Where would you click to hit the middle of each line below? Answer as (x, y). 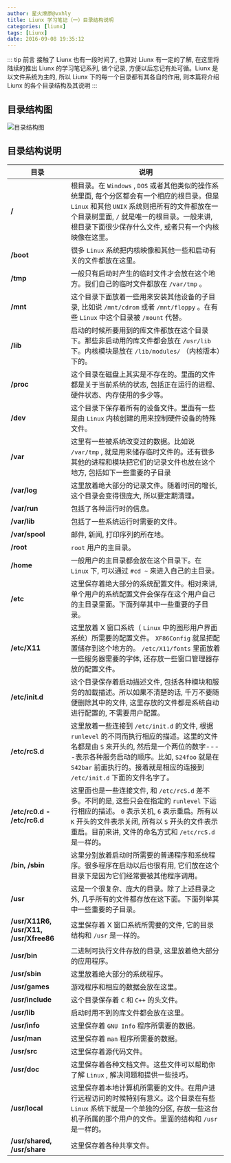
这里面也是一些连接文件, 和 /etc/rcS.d (133, 790)
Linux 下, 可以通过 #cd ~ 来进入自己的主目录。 (145, 571)
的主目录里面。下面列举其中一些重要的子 (136, 604)
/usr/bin (24, 955)
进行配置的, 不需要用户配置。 (118, 713)
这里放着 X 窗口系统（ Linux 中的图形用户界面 (144, 627)
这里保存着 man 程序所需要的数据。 (126, 1038)
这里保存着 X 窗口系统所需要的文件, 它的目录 (143, 924)
